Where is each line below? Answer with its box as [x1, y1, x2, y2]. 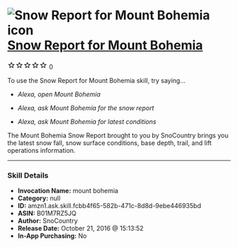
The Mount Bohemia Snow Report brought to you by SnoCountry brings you [7, 131, 229, 139]
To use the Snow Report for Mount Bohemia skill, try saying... [7, 76, 186, 84]
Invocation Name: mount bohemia [17, 187, 119, 195]
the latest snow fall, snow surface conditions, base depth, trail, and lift [7, 138, 212, 147]
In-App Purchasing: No [17, 231, 87, 240]
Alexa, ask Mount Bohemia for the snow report [17, 103, 154, 112]
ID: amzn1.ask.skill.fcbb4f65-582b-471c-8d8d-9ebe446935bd [17, 202, 202, 210]
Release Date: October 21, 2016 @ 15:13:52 [17, 224, 144, 233]
